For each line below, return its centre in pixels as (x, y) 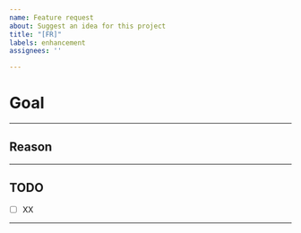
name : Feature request (52, 17)
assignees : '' (36, 51)
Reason (31, 147)
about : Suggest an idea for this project (88, 26)
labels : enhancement (48, 43)
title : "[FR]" (36, 34)
